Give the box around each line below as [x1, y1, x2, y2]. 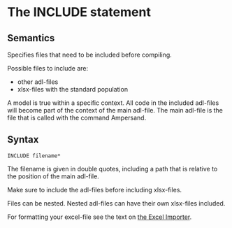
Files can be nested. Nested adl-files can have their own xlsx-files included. [7, 199, 226, 207]
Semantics [7, 32, 55, 44]
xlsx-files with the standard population [17, 85, 128, 93]
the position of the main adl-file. [7, 172, 99, 180]
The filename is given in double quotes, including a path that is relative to [7, 164, 218, 173]
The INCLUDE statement [7, 4, 152, 20]
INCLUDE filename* [7, 152, 61, 159]
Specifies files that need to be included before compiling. [7, 50, 173, 59]
